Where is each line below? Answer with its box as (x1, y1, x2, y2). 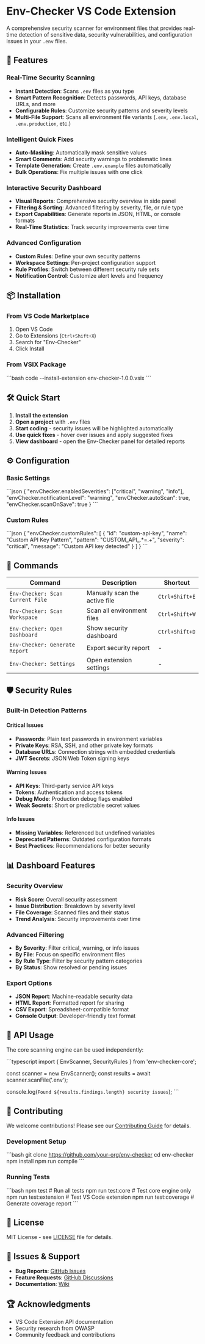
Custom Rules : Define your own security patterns (15, 252, 140, 260)
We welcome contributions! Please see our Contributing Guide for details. (6, 1122, 191, 1129)
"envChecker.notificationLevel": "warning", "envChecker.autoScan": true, (6, 494, 190, 501)
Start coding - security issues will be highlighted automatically (15, 425, 173, 432)
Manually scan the (86, 589, 139, 598)
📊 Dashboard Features (6, 861, 96, 871)
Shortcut (164, 579, 190, 587)
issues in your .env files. (6, 37, 68, 45)
